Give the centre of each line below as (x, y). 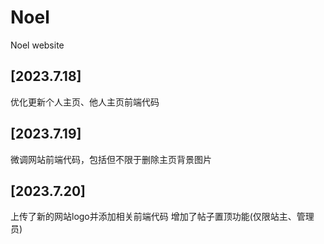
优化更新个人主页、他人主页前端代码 (85, 102)
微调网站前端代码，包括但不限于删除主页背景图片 (111, 159)
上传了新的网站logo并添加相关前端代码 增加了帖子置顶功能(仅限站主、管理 (162, 217)
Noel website (37, 45)
